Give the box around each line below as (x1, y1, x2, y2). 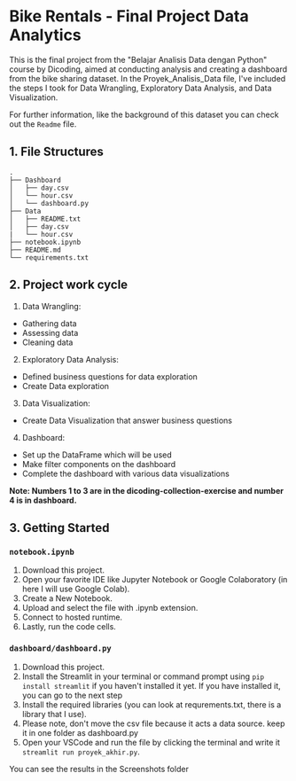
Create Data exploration (21, 380, 109, 391)
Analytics (9, 25, 82, 45)
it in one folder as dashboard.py (21, 727, 139, 738)
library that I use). (21, 708, 87, 719)
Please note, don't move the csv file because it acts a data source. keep (21, 718, 285, 729)
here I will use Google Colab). (21, 583, 130, 595)
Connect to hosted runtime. (21, 612, 122, 622)
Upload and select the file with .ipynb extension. (21, 603, 199, 613)
